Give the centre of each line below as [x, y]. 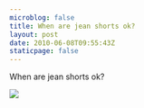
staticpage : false [44, 51]
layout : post [34, 34]
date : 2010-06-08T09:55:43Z [62, 43]
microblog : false [42, 18]
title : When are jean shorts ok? [72, 26]
